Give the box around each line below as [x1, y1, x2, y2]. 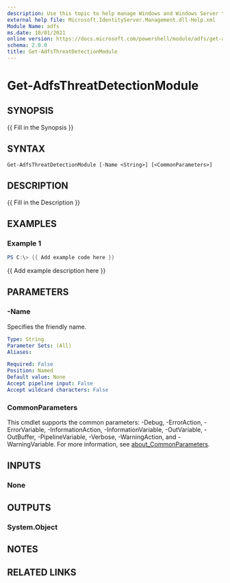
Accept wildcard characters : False [7, 386, 109, 393]
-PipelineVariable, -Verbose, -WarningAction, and [37, 433, 177, 441]
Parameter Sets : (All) [7, 342, 72, 349]
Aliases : [7, 348, 32, 355]
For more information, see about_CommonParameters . [57, 440, 210, 449]
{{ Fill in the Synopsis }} [7, 123, 74, 131]
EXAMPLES [7, 217, 57, 230]
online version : [7, 36, 53, 43]
